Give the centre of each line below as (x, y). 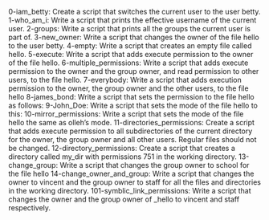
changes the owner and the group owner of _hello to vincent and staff (124, 199)
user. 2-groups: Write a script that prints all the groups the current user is (130, 29)
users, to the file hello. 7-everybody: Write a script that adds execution (125, 80)
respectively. (29, 208)
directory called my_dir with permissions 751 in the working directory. (122, 157)
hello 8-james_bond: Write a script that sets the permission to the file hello (131, 97)
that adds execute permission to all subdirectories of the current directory (130, 131)
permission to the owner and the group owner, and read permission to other (134, 71)
